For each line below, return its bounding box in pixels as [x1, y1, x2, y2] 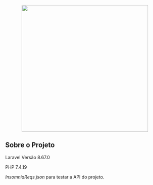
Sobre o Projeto [5, 141, 55, 150]
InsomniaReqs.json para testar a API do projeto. [5, 174, 105, 180]
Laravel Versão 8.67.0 [5, 154, 50, 160]
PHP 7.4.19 [5, 164, 27, 170]
